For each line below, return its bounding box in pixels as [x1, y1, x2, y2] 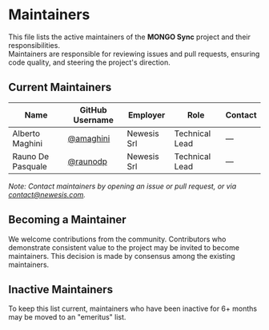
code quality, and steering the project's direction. [8, 58, 171, 67]
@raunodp [67, 156, 108, 167]
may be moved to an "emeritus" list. [8, 312, 126, 322]
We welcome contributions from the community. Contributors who [8, 234, 227, 244]
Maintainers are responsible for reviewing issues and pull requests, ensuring [8, 49, 260, 58]
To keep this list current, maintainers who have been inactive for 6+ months [8, 304, 258, 313]
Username [73, 114, 114, 125]
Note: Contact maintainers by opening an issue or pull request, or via [8, 181, 237, 191]
